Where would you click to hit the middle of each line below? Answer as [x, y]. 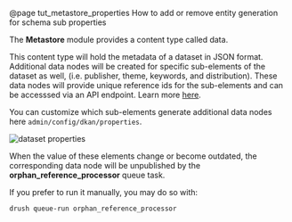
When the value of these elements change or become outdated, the [133, 156]
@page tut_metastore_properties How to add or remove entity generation [144, 13]
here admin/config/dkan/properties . [76, 121]
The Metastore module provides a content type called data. [119, 40]
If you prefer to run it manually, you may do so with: [104, 192]
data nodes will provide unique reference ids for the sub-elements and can [146, 85]
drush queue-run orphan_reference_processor [93, 209]
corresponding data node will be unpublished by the [105, 165]
